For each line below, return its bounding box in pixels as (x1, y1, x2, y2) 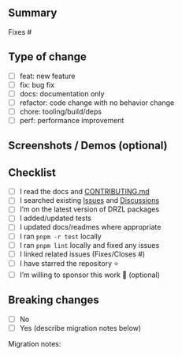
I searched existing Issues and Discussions (19, 196, 160, 205)
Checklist (8, 166, 57, 179)
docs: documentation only (19, 88, 105, 98)
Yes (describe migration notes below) (19, 323, 142, 332)
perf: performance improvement (19, 115, 124, 125)
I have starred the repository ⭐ (19, 258, 120, 268)
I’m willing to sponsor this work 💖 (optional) (19, 270, 160, 279)
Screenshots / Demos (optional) (8, 139, 168, 152)
